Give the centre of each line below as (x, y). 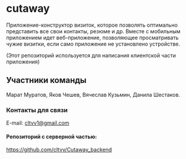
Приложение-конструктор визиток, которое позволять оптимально (92, 25)
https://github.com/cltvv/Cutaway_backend (59, 150)
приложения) (23, 62)
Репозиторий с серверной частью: (52, 136)
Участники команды (46, 80)
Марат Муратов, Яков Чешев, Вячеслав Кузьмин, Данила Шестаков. (93, 94)
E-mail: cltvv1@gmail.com (38, 123)
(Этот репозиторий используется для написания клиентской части (91, 55)
